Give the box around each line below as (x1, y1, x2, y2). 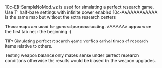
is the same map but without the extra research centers (5, 14, 116, 20)
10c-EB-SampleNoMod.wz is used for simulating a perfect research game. (5, 4, 154, 10)
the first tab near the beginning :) (5, 29, 72, 34)
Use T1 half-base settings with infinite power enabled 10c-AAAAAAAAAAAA (5, 9, 158, 15)
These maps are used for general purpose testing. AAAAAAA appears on (5, 24, 152, 29)
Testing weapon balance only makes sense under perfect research (5, 53, 139, 58)
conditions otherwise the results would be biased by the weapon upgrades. (5, 58, 156, 63)
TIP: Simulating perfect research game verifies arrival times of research (5, 38, 148, 44)
